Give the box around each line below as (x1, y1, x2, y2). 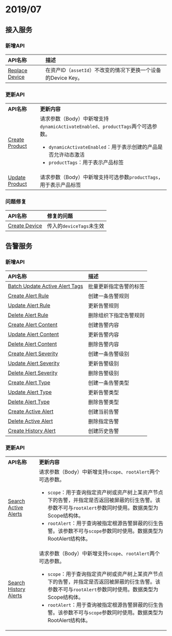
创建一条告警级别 (88, 351, 130, 358)
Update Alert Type (8, 389, 52, 396)
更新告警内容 (88, 331, 119, 338)
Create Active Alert (8, 408, 54, 415)
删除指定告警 (88, 418, 119, 425)
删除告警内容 (88, 341, 119, 348)
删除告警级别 (88, 370, 119, 377)
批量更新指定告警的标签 (88, 283, 145, 290)
